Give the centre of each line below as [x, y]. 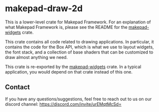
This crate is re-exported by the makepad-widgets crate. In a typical [73, 67]
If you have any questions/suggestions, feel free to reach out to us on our [78, 99]
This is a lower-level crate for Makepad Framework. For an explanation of [78, 22]
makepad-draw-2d [44, 9]
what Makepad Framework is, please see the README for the [66, 27]
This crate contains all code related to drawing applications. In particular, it [79, 41]
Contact [17, 87]
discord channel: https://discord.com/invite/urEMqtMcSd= [63, 104]
